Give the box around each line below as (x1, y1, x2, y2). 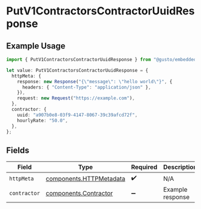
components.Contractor (45, 189, 113, 198)
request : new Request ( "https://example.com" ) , (17, 95, 135, 101)
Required (130, 163, 157, 171)
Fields (6, 145, 30, 155)
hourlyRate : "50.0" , (17, 117, 68, 123)
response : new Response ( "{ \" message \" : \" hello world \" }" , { (17, 78, 173, 84)
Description (163, 163, 197, 171)
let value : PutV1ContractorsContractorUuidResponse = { (6, 67, 148, 73)
